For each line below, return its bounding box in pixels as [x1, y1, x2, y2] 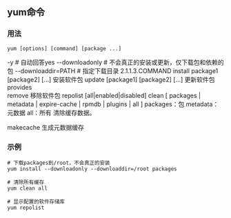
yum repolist [7, 204, 45, 211]
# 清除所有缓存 [7, 179, 45, 186]
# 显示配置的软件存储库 [7, 198, 66, 205]
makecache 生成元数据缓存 [7, 123, 85, 131]
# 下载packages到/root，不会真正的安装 [7, 159, 110, 166]
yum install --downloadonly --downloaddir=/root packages [7, 165, 177, 172]
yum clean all [7, 185, 48, 192]
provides [7, 83, 32, 91]
